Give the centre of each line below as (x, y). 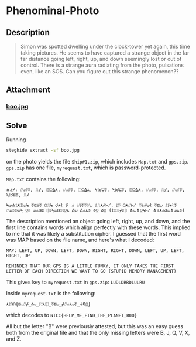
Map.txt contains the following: (43, 179)
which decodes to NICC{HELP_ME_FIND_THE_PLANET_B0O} (72, 315)
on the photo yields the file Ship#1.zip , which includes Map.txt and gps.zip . (97, 161)
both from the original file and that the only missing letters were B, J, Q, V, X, (98, 333)
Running (16, 140)
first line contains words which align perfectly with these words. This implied (98, 227)
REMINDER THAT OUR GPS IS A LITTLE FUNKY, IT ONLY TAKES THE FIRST (90, 266)
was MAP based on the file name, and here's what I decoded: (80, 240)
